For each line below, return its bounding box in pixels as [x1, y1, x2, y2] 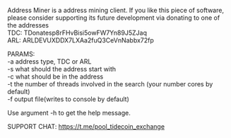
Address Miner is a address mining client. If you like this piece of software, [7, 6, 225, 14]
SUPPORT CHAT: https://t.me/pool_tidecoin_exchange [7, 122, 165, 130]
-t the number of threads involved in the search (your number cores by [7, 80, 213, 88]
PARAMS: [7, 50, 35, 58]
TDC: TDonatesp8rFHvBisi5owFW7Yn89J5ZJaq [7, 28, 147, 37]
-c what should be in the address [7, 72, 104, 81]
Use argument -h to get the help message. [7, 109, 131, 117]
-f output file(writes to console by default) [7, 95, 129, 103]
